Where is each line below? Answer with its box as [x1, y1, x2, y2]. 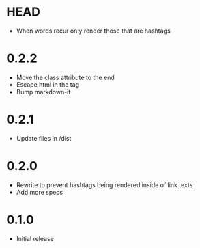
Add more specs [16, 188, 63, 196]
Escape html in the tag [16, 80, 80, 89]
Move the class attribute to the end [16, 73, 115, 81]
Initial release [16, 234, 54, 243]
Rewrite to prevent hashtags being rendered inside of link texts [16, 180, 193, 189]
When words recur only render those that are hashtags [16, 27, 171, 35]
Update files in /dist [16, 134, 72, 142]
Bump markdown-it [16, 87, 71, 96]
